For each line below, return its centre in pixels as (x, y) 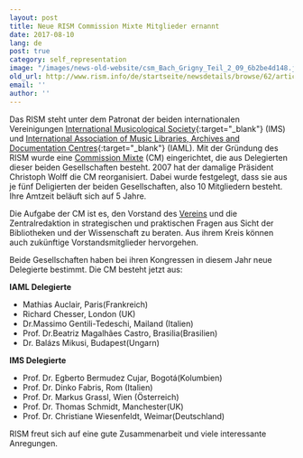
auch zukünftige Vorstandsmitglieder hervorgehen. (104, 242)
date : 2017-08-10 (42, 34)
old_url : (26, 77)
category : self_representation (68, 60)
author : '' (30, 93)
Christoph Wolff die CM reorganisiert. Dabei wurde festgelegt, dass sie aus (148, 176)
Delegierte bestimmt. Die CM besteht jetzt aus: (96, 269)
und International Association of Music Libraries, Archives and (125, 138)
